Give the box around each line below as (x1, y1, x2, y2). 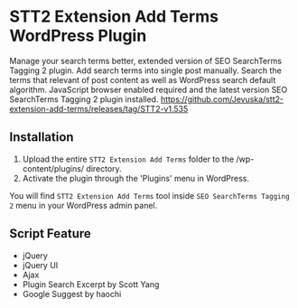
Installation (9, 129, 74, 145)
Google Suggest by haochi (22, 288, 122, 299)
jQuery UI (22, 259, 59, 270)
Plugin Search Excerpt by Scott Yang (22, 278, 160, 290)
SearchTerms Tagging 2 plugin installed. (9, 93, 159, 105)
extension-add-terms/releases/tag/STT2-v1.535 (9, 103, 189, 114)
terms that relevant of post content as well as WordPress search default (9, 74, 276, 85)
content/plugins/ (22, 163, 84, 173)
